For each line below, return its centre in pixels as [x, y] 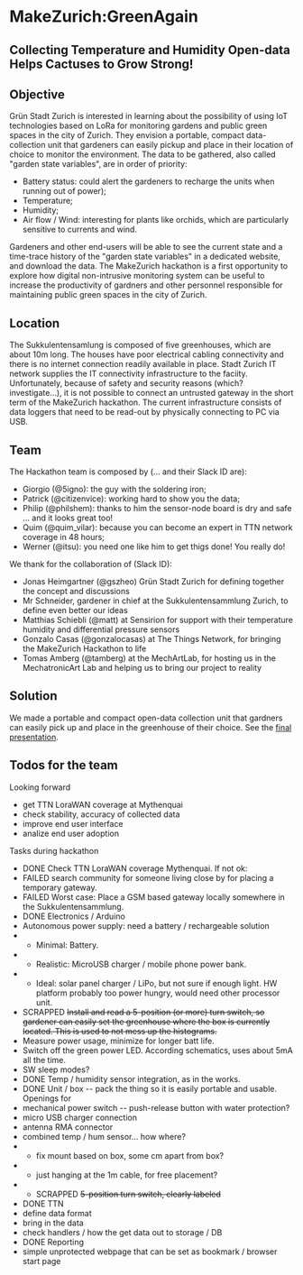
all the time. [44, 1059]
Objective [37, 94]
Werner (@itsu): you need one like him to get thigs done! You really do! [154, 546]
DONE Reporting [53, 1242]
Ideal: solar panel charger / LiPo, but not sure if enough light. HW [156, 983]
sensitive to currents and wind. [80, 229]
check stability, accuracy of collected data [101, 814]
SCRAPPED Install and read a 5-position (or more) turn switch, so [143, 1012]
